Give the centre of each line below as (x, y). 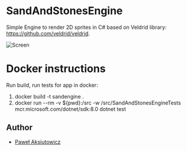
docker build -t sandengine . (49, 96)
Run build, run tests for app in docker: (52, 85)
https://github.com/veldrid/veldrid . (48, 33)
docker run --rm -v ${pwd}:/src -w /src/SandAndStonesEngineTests (98, 103)
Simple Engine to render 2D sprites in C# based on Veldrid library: (86, 27)
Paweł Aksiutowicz (38, 142)
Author (19, 128)
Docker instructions (56, 69)
